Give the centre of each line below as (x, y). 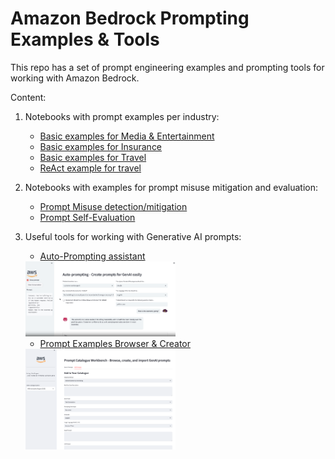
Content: (28, 97)
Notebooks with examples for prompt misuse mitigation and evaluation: (171, 187)
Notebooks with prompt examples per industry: (122, 116)
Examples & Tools (85, 39)
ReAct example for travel (90, 168)
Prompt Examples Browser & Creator (115, 343)
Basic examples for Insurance (101, 146)
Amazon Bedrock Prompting (130, 18)
